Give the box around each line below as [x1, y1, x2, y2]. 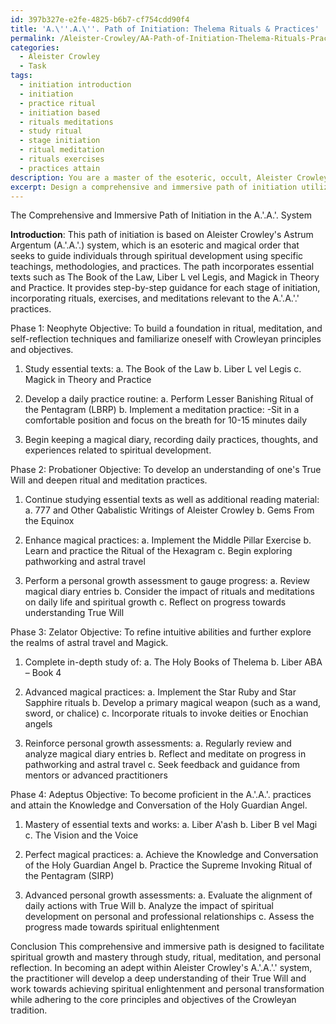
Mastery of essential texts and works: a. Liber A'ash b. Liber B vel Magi [24, 819, 318, 831]
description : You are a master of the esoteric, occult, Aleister [10, 172, 293, 183]
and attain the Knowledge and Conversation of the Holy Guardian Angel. [10, 799, 308, 811]
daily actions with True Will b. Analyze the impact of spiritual [24, 900, 274, 912]
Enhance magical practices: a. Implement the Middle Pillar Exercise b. [24, 534, 312, 546]
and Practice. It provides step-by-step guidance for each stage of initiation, [10, 282, 321, 294]
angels [24, 718, 53, 730]
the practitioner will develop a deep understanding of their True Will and [10, 972, 307, 985]
